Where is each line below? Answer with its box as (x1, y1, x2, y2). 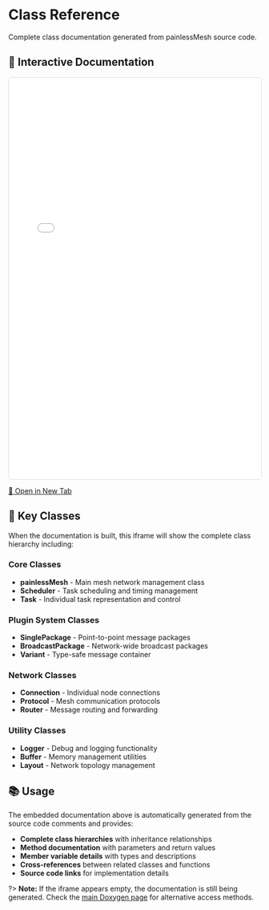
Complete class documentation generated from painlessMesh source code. (8, 32, 258, 42)
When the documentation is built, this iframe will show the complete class (8, 530, 251, 540)
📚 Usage (8, 785, 55, 798)
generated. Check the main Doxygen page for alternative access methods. (8, 892, 255, 902)
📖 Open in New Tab (8, 485, 72, 495)
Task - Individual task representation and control (19, 594, 181, 603)
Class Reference (8, 6, 120, 24)
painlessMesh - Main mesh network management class (19, 577, 205, 587)
